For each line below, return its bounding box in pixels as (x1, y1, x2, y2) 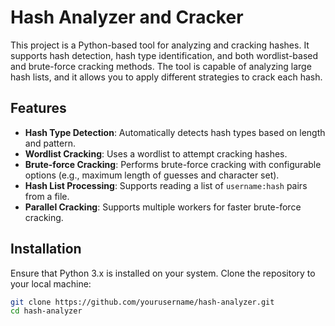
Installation (10, 241, 82, 258)
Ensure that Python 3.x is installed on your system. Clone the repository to (10, 267, 316, 279)
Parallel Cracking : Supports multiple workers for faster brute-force (24, 201, 302, 213)
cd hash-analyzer (10, 306, 83, 316)
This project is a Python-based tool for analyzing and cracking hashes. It (10, 39, 310, 51)
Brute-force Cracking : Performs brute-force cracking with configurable (24, 158, 322, 170)
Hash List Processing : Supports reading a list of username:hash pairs (24, 179, 308, 191)
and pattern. (24, 137, 76, 149)
